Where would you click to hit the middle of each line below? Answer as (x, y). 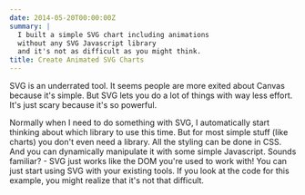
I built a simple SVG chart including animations (113, 34)
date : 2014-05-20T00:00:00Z (63, 18)
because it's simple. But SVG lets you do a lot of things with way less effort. (151, 95)
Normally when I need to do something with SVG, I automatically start (140, 122)
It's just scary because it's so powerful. (83, 105)
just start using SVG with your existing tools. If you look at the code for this (149, 171)
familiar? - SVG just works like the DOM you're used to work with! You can (148, 161)
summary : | (30, 26)
